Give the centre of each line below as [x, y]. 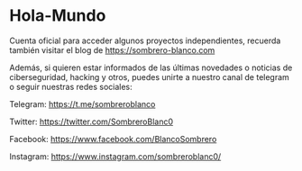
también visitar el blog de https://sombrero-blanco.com [112, 49]
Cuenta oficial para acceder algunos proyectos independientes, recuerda [145, 40]
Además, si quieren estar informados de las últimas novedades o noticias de [151, 67]
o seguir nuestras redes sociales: [71, 86]
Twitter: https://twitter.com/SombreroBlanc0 [92, 121]
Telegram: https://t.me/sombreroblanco [82, 103]
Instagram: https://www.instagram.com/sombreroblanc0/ [115, 156]
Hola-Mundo [58, 16]
